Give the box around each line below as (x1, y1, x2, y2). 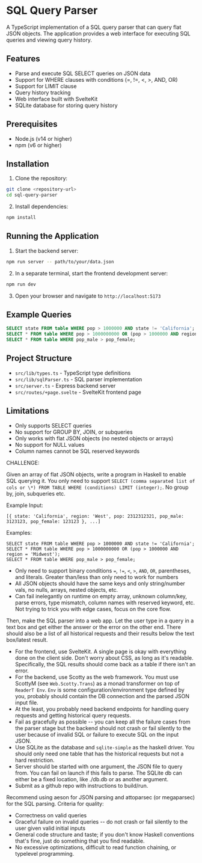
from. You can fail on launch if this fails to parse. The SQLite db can (14, 769, 182, 776)
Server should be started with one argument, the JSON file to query (14, 763, 183, 770)
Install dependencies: (14, 203, 69, 210)
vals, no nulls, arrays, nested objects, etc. (14, 586, 118, 593)
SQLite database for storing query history (14, 102, 118, 109)
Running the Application (6, 231, 99, 241)
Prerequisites (6, 119, 58, 129)
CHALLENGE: (6, 459, 40, 466)
